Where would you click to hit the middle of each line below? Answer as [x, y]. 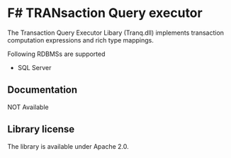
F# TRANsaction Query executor [105, 13]
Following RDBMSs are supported [56, 54]
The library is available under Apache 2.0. [68, 146]
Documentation [43, 90]
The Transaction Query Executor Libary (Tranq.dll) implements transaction [116, 33]
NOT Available [28, 107]
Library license [41, 129]
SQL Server [34, 67]
